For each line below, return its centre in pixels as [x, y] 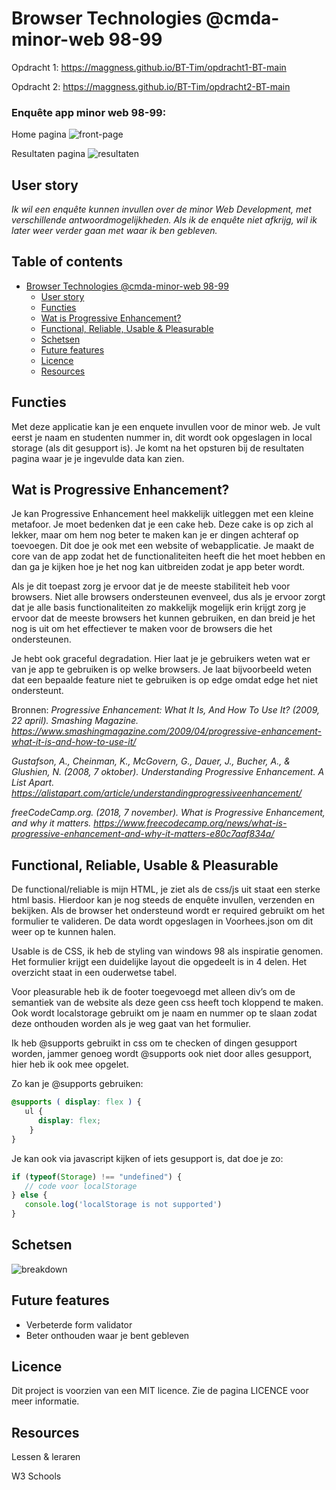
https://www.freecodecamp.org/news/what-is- [190, 823]
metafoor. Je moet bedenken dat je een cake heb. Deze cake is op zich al [162, 524]
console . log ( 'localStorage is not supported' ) [123, 1205]
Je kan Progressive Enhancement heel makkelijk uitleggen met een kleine [162, 514]
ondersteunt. [37, 691]
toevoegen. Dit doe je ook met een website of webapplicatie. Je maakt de [163, 546]
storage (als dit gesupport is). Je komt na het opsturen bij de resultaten [158, 448]
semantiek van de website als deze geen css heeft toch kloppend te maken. [167, 1003]
